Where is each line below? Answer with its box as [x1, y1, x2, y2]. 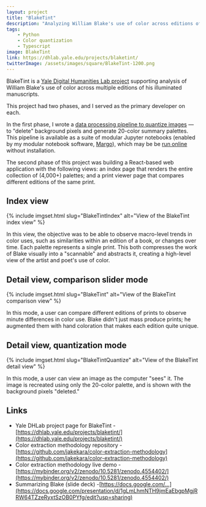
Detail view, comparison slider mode [6, 274, 148, 285]
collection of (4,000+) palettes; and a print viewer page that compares [6, 171, 185, 179]
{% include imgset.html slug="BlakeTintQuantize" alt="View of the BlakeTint [6, 356, 198, 363]
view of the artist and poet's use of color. [6, 257, 110, 264]
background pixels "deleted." [6, 387, 80, 395]
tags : [6, 26, 20, 33]
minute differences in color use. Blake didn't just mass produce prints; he [6, 315, 191, 323]
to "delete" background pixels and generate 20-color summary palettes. [6, 127, 189, 134]
